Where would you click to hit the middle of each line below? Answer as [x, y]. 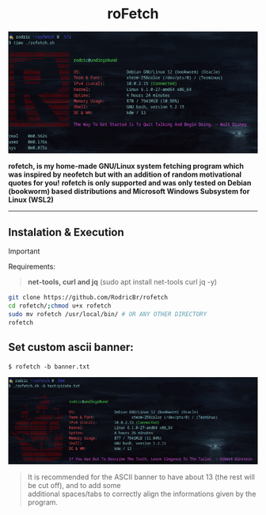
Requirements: [32, 267]
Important [24, 251]
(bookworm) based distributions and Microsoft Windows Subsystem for [129, 192]
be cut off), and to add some [74, 486]
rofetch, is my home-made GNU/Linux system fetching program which [126, 166]
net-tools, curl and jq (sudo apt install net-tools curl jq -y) [122, 282]
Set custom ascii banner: [71, 347]
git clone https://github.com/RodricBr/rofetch [88, 298]
